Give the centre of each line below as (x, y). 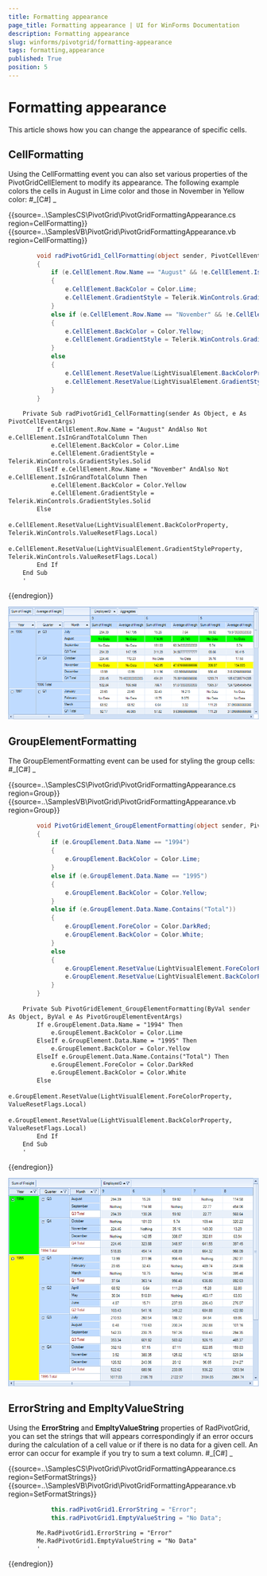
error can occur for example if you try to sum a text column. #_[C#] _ (120, 1453)
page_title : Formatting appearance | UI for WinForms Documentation (124, 25)
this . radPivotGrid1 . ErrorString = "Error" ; (124, 1509)
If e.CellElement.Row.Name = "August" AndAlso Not (122, 430)
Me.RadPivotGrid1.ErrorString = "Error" (104, 1533)
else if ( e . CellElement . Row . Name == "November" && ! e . (143, 315)
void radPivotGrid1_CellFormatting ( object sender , (122, 256)
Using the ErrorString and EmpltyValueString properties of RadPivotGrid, (129, 1427)
